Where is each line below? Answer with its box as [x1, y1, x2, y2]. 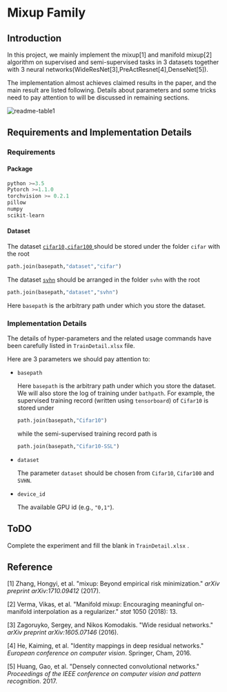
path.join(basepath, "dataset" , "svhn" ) [7, 289, 119, 296]
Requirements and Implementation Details [7, 126, 192, 139]
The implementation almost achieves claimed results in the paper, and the [7, 79, 217, 87]
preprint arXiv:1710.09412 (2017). [7, 587, 101, 595]
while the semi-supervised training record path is [17, 430, 157, 438]
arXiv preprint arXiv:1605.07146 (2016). [7, 628, 119, 637]
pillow [7, 199, 26, 206]
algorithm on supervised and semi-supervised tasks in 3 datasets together [7, 58, 219, 66]
